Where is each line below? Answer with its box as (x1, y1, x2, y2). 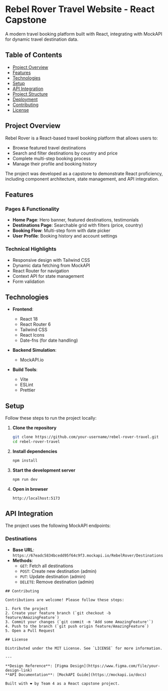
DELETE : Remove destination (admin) (20, 579, 94, 585)
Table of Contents (5, 51, 63, 59)
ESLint (20, 381, 34, 388)
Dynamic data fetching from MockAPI (12, 262, 90, 268)
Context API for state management (12, 273, 84, 279)
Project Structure (12, 91, 48, 97)
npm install (12, 458, 38, 463)
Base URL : (12, 547, 35, 553)
